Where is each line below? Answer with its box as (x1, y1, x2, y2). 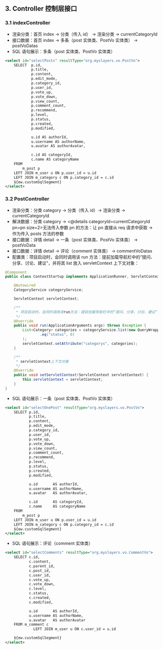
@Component (5, 270, 27, 274)
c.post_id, (29, 568, 51, 573)
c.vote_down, (29, 582, 55, 587)
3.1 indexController (5, 19, 50, 26)
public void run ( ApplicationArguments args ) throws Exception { (14, 323, 147, 328)
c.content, (29, 559, 51, 564)
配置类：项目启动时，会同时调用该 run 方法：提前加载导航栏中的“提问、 (12, 254, 155, 260)
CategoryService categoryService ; (14, 288, 83, 292)
